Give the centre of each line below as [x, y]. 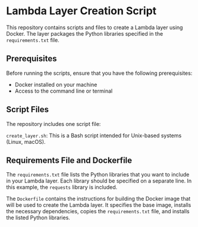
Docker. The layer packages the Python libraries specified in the [85, 33]
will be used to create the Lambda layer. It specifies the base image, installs [99, 205]
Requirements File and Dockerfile [69, 160]
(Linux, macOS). [26, 141]
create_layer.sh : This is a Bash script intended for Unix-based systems [94, 135]
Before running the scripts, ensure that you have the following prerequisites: [99, 73]
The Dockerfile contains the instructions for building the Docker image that [98, 199]
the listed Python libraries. [38, 217]
